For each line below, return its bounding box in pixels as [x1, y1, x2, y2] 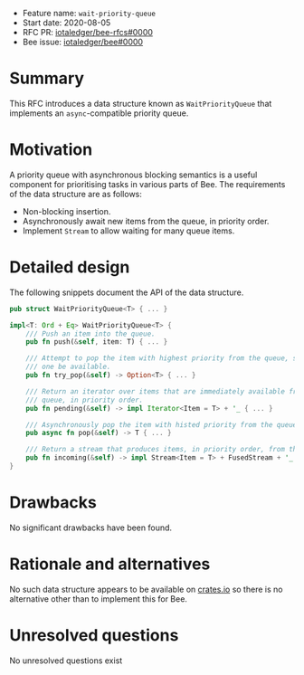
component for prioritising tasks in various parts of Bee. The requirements [9, 178, 286, 189]
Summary [9, 68, 84, 89]
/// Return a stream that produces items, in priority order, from [25, 445, 285, 454]
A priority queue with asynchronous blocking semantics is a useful [9, 169, 258, 180]
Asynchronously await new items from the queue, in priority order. [22, 215, 270, 226]
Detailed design [9, 257, 130, 278]
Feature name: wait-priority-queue [22, 8, 157, 18]
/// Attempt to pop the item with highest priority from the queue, [25, 354, 290, 363]
